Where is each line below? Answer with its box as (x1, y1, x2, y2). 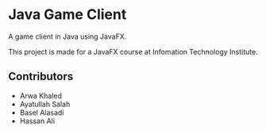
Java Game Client (8, 6, 127, 24)
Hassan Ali (19, 116, 56, 126)
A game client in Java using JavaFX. (8, 32, 127, 41)
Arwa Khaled (19, 91, 62, 100)
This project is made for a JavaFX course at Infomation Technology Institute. (8, 47, 258, 56)
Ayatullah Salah (19, 99, 71, 108)
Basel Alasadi (19, 107, 64, 117)
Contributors (8, 70, 74, 84)
